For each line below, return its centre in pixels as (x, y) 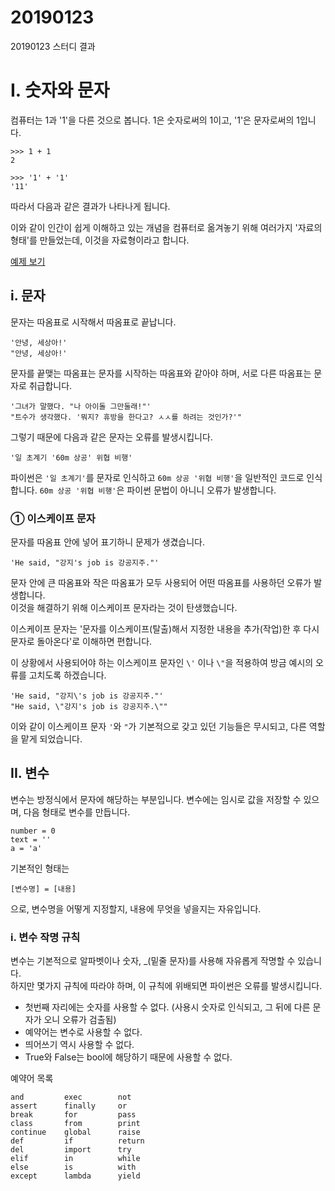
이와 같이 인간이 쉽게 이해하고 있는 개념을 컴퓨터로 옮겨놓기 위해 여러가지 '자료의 (166, 227)
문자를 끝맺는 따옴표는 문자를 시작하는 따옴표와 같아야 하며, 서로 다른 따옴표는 (161, 373)
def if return (77, 1141)
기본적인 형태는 (40, 868)
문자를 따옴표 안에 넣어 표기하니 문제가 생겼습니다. (108, 542)
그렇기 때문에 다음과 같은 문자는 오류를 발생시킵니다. (111, 437)
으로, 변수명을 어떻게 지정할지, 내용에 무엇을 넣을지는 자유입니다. (136, 908)
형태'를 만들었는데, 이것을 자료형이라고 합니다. (100, 240)
